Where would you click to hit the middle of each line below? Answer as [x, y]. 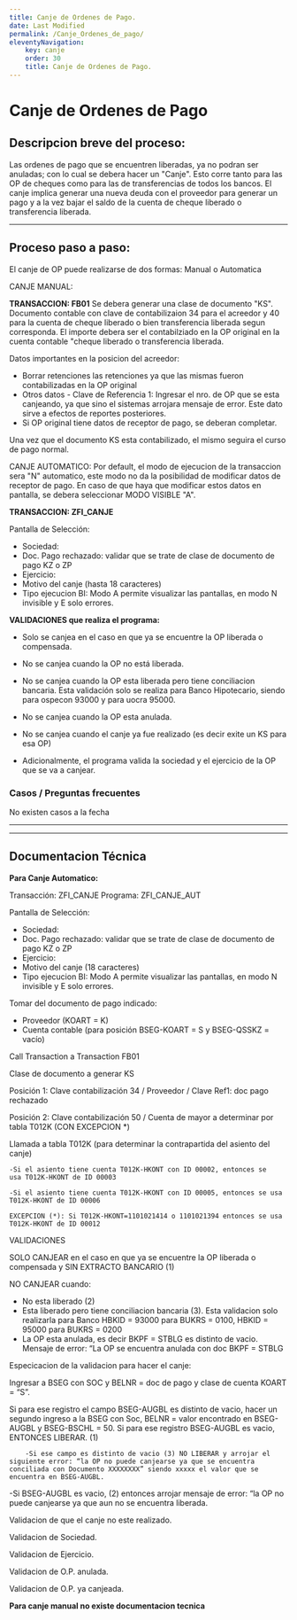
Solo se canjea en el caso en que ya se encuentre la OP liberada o [142, 637]
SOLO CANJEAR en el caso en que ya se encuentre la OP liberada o [133, 1257]
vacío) [34, 1039]
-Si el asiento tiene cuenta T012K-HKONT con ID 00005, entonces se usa [146, 1193]
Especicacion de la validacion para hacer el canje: [100, 1365]
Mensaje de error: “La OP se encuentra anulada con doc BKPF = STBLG [152, 1348]
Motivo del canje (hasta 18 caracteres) [91, 584]
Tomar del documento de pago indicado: [83, 1003]
